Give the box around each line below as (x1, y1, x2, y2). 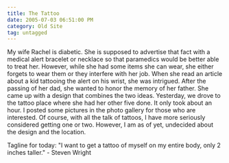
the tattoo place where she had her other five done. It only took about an (7, 99, 213, 107)
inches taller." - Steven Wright (7, 149, 91, 157)
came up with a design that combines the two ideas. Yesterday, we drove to (7, 92, 221, 100)
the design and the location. (7, 128, 86, 136)
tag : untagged (7, 29, 48, 36)
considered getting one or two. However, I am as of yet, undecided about (7, 121, 214, 129)
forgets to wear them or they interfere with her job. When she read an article (7, 70, 223, 78)
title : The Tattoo (7, 10, 60, 17)
